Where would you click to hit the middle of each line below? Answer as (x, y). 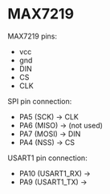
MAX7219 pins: (33, 36)
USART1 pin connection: (47, 158)
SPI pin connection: (40, 101)
